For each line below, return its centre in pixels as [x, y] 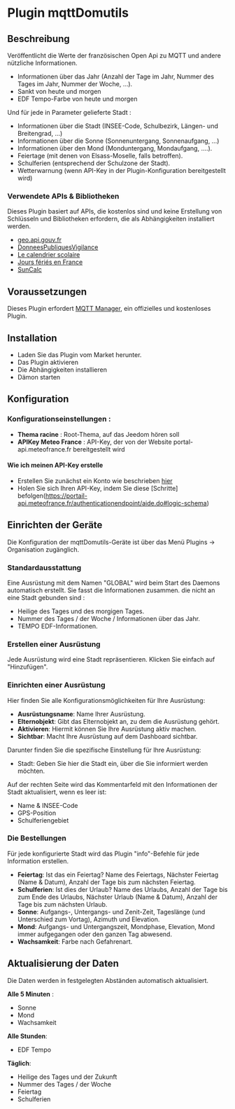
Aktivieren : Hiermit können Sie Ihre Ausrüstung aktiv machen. [107, 729]
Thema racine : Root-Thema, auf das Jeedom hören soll [98, 434]
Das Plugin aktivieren [48, 362]
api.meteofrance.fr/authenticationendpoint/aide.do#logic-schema [112, 503]
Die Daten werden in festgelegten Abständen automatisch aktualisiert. [108, 980]
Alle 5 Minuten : [31, 994]
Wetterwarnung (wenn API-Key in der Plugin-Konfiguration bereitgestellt [121, 170]
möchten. [31, 771]
